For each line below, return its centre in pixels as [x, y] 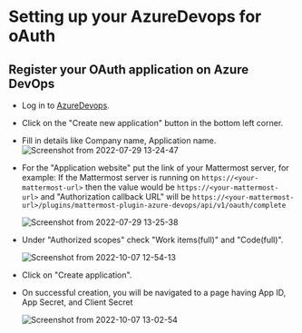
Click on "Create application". [77, 275]
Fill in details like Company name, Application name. [119, 141]
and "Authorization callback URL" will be [116, 196]
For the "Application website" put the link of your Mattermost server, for [155, 168]
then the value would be [130, 187]
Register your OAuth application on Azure [129, 69]
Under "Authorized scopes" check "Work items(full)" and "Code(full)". [152, 240]
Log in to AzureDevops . [65, 105]
